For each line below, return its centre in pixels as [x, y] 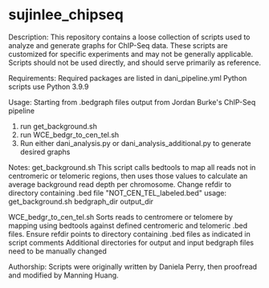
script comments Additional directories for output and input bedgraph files [131, 242]
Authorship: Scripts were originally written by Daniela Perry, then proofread [133, 266]
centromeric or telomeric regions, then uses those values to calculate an [128, 176]
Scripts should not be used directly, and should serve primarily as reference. [135, 63]
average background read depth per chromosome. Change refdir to [120, 184]
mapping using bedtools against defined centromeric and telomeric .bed [128, 225]
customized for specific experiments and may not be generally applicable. [131, 54]
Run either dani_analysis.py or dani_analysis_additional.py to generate [135, 143]
